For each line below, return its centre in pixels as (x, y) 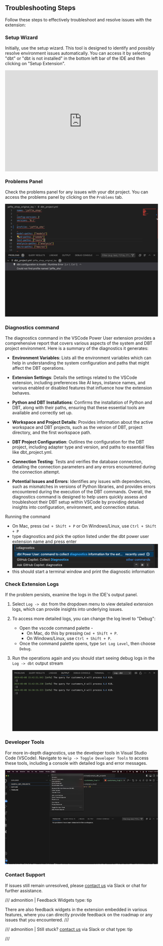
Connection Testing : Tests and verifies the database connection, (77, 462)
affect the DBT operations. (38, 368)
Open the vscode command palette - (56, 628)
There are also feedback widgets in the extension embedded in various (76, 909)
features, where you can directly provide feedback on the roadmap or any (79, 914)
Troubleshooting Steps (41, 8)
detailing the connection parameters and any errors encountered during (84, 467)
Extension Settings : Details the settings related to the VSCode (74, 378)
